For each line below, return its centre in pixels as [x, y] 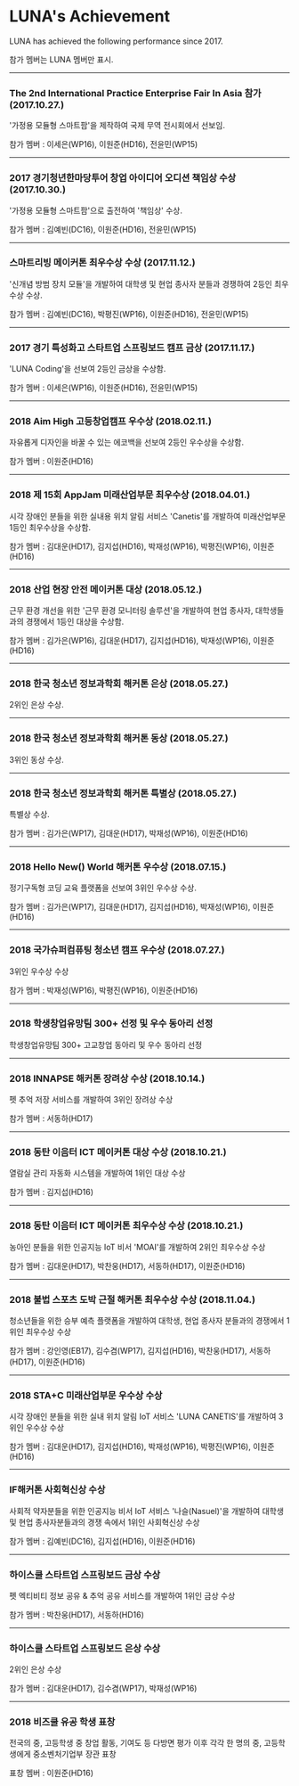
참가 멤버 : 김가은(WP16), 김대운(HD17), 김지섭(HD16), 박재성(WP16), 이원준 [142, 641]
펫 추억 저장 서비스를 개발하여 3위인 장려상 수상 [91, 1100]
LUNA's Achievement [90, 16]
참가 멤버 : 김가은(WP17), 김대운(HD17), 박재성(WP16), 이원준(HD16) [129, 833]
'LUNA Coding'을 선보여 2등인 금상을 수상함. [88, 369]
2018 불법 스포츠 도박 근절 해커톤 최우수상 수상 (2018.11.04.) [133, 1299]
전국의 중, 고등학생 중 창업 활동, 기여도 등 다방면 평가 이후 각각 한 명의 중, [136, 1743]
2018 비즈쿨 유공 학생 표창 [62, 1722]
